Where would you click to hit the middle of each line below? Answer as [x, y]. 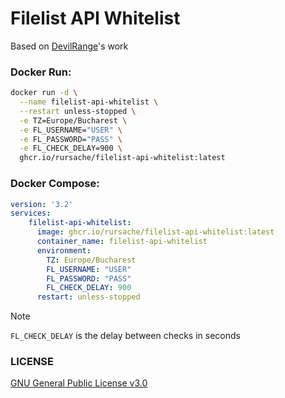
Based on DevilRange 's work [69, 46]
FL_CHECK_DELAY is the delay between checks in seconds [125, 336]
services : [31, 213]
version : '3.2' [42, 204]
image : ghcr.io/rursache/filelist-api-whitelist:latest [155, 232]
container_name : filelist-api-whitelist [122, 242]
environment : [64, 250]
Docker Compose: [55, 184]
